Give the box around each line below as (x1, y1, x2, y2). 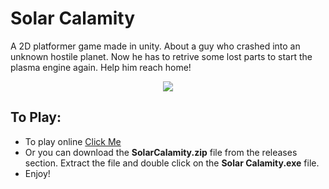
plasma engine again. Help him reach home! (10, 61, 192, 73)
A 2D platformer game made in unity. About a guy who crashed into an (10, 40, 301, 52)
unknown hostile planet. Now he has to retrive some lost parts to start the (10, 50, 313, 62)
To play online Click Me (24, 135, 122, 147)
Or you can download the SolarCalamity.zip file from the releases (24, 146, 298, 158)
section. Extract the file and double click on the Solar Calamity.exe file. (24, 157, 320, 169)
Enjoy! (24, 167, 51, 179)
